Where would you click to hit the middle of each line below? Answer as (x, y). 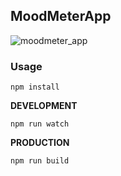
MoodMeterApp (61, 16)
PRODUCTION (40, 143)
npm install (35, 87)
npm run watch (40, 124)
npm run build (40, 161)
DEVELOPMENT (44, 106)
